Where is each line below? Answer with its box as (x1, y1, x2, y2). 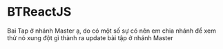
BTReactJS (7, 4, 72, 20)
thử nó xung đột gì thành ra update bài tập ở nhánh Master (7, 33, 174, 42)
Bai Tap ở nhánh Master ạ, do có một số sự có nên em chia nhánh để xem (7, 27, 216, 35)
